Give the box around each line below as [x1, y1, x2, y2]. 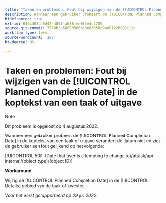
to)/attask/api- [125, 152, 155, 159]
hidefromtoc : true [5, 16, 43, 21]
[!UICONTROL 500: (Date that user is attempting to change [5, 152, 125, 159]
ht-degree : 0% [5, 40, 35, 45]
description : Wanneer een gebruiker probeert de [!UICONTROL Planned [5, 12, 152, 17]
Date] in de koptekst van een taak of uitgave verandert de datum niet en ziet [5, 137, 160, 144]
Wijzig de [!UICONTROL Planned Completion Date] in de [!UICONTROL [5, 177, 149, 183]
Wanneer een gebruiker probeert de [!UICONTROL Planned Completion [5, 133, 150, 138]
